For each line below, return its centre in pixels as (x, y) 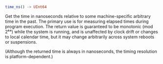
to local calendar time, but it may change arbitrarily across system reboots (80, 37)
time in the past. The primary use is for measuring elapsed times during (77, 21)
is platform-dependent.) (29, 56)
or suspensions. (21, 42)
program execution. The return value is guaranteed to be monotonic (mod (79, 26)
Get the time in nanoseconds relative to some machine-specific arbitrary (78, 16)
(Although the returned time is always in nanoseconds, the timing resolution (81, 51)
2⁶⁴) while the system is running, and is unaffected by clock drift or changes (81, 32)
